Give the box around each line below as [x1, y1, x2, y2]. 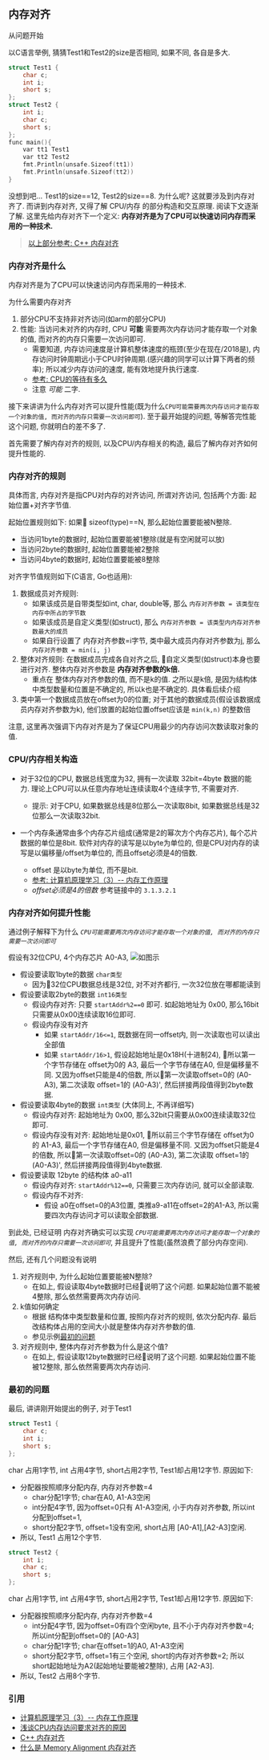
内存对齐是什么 [8, 260, 66, 271]
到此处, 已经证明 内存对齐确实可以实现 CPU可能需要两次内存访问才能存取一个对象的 [8, 1228, 260, 1236]
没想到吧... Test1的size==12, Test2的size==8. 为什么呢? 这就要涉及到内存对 [8, 191, 255, 201]
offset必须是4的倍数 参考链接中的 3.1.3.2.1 [31, 885, 176, 894]
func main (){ [8, 138, 52, 146]
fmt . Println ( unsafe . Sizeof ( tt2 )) [22, 168, 134, 177]
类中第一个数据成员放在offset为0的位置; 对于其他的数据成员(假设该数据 [19, 695, 254, 704]
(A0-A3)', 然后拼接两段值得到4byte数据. [31, 1160, 163, 1170]
